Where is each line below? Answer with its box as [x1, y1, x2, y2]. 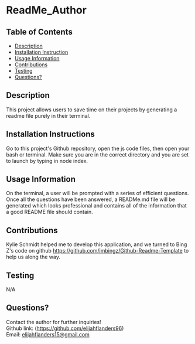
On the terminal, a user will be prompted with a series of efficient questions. [6, 190, 189, 197]
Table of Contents [6, 27, 73, 37]
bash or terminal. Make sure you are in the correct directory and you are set [6, 151, 189, 158]
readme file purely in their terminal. [6, 112, 91, 119]
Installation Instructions [6, 130, 95, 139]
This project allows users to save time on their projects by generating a [6, 106, 177, 113]
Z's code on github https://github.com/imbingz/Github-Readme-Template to [6, 247, 189, 254]
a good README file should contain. [6, 209, 94, 216]
